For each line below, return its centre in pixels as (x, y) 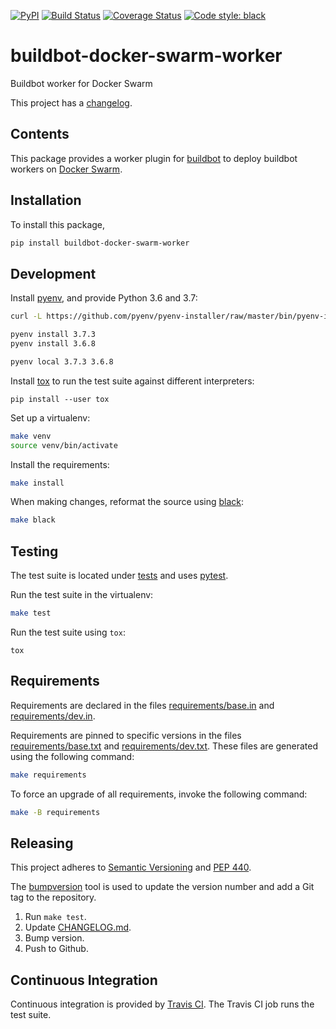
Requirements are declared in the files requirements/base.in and (142, 705)
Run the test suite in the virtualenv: (82, 595)
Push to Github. (56, 949)
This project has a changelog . (71, 102)
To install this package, (58, 224)
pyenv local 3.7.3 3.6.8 (62, 361)
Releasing (42, 843)
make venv (31, 436)
